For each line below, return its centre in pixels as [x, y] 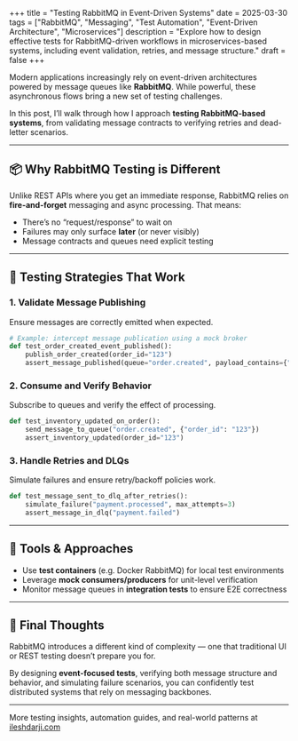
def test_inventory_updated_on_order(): [85, 421]
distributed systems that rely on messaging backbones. [110, 692]
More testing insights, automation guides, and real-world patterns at [134, 718]
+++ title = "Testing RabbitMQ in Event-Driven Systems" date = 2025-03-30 [149, 13]
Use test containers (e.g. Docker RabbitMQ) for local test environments [153, 570]
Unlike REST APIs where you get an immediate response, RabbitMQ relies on [149, 195]
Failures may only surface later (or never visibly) [110, 231]
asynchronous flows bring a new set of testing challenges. [116, 96]
